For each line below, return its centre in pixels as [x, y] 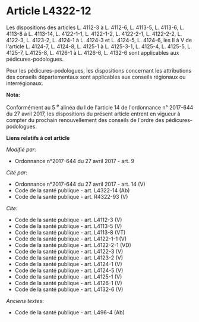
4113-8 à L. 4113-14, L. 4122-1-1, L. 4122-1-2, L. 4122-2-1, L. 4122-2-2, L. [94, 33]
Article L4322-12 [49, 11]
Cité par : [17, 172]
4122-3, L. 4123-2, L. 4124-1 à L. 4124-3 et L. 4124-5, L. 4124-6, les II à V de [99, 40]
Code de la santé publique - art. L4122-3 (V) [69, 251]
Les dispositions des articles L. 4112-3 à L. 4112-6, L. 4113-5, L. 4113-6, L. [95, 27]
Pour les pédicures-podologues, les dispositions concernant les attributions [99, 70]
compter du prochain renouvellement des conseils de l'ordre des [85, 120]
